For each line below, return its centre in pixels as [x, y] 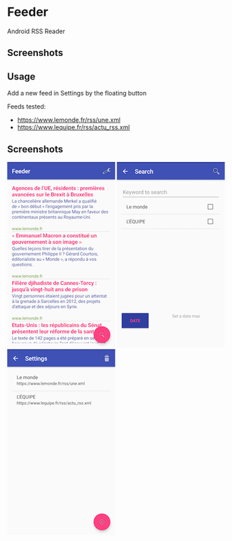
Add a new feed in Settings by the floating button [77, 93]
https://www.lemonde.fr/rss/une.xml [69, 120]
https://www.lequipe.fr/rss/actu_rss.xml [73, 127]
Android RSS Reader [36, 31]
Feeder [28, 12]
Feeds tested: [27, 107]
